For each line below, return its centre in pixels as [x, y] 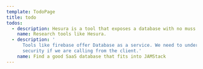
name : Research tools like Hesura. [62, 34]
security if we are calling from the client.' [82, 51]
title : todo [21, 17]
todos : [14, 23]
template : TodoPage [31, 12]
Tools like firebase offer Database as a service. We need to [102, 46]
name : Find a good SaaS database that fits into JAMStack [92, 56]
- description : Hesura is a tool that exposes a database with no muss [104, 28]
